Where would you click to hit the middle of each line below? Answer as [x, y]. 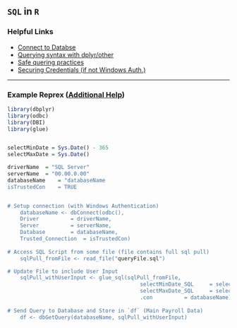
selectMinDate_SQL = [176, 285]
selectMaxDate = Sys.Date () [49, 155]
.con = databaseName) [186, 298]
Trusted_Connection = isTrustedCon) [75, 239]
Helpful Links [31, 32]
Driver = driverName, [66, 219]
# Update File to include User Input [63, 271]
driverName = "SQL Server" [49, 168]
